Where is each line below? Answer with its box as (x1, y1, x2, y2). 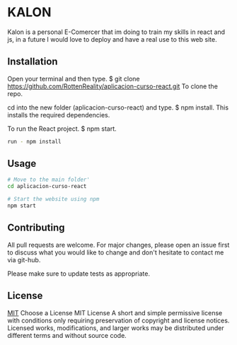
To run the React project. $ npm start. (7, 124, 117, 133)
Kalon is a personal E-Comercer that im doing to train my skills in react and (7, 28, 225, 36)
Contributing (7, 222, 65, 234)
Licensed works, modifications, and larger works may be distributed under (7, 323, 224, 332)
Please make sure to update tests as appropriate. (7, 269, 151, 278)
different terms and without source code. (7, 331, 127, 339)
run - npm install (7, 138, 62, 145)
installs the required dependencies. (7, 110, 110, 119)
